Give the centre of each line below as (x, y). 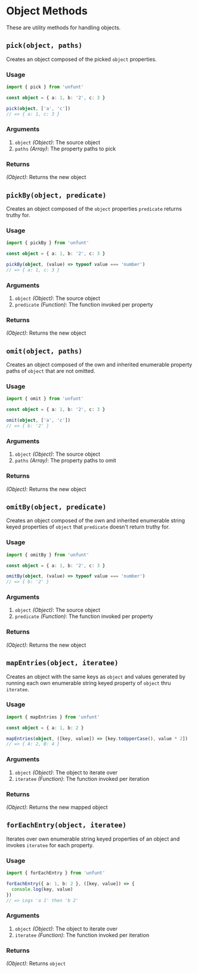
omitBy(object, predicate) (56, 507)
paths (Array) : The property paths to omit (65, 461)
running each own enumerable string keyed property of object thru (89, 683)
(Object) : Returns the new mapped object (57, 807)
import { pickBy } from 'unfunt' (48, 243)
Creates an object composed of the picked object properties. (81, 59)
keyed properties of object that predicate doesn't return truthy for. (88, 527)
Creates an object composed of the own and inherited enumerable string (96, 521)
